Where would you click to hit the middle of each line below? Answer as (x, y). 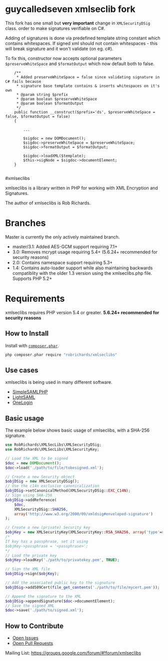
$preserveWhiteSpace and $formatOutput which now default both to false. (80, 63)
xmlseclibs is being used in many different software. (59, 382)
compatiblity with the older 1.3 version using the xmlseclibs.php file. (82, 273)
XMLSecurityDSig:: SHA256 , (41, 509)
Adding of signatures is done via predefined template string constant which (83, 38)
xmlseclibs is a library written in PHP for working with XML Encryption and (82, 188)
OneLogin (22, 403)
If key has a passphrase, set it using (47, 541)
